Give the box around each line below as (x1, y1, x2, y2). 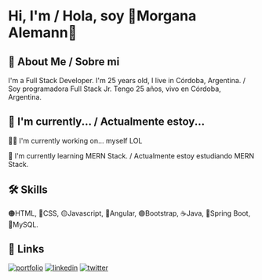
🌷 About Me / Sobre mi (8, 55, 120, 68)
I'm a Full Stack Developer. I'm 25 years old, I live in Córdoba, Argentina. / (8, 76, 246, 85)
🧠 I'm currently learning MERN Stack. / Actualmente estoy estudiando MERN (8, 151, 255, 160)
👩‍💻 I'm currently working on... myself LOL (8, 136, 143, 145)
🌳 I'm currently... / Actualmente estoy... (8, 115, 206, 129)
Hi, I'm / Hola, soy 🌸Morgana (8, 7, 197, 25)
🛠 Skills (8, 184, 49, 197)
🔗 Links (8, 242, 45, 256)
